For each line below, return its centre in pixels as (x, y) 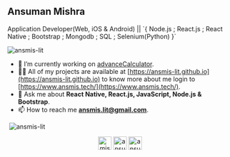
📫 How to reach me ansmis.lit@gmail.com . (83, 109)
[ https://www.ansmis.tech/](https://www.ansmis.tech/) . (99, 86)
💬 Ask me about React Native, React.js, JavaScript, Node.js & (110, 94)
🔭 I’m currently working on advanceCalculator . (86, 64)
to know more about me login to (149, 79)
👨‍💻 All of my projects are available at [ (74, 71)
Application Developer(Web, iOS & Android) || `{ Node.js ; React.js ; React (115, 28)
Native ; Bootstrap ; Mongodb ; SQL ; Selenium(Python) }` (92, 36)
